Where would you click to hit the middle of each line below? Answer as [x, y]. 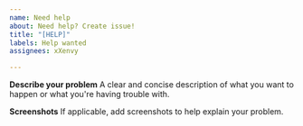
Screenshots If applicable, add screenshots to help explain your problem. [147, 112]
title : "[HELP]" [40, 34]
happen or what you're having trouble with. [90, 94]
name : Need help [40, 18]
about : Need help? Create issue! [72, 26]
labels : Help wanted [48, 43]
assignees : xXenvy [44, 51]
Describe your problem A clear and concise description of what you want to [151, 85]
